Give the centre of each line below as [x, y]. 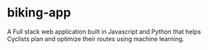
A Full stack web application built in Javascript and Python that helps [104, 32]
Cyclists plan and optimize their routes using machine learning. [96, 38]
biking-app [39, 13]
